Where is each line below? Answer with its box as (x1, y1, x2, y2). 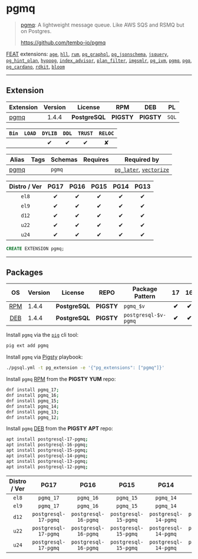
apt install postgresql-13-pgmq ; (6, 458, 88, 464)
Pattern (134, 292, 156, 301)
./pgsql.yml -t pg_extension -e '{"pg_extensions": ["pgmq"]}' (6, 365, 165, 371)
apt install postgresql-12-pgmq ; (6, 463, 88, 470)
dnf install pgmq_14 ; (6, 403, 60, 409)
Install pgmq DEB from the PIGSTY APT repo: (6, 425, 113, 432)
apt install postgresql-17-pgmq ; (6, 436, 88, 442)
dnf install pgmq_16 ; (6, 393, 60, 399)
